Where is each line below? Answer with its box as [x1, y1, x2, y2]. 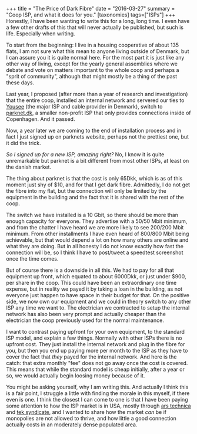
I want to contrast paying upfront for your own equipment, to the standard [6, 328, 185, 335]
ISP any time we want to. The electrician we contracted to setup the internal [6, 304, 190, 311]
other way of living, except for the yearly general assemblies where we [6, 60, 178, 67]
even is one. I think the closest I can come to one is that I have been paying [6, 396, 188, 403]
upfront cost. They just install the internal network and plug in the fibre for [6, 341, 185, 347]
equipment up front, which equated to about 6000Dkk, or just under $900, [6, 273, 186, 280]
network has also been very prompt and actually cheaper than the [6, 311, 166, 317]
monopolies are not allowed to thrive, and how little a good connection [6, 415, 176, 422]
